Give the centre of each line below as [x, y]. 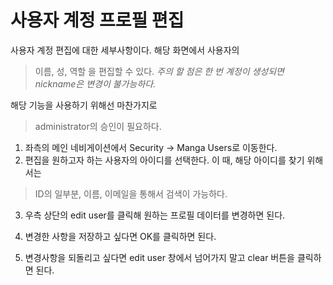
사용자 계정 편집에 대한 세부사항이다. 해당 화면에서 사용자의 [125, 50]
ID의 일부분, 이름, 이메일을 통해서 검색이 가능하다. [131, 193]
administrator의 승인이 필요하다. [98, 126]
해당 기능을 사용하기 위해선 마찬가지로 [84, 105]
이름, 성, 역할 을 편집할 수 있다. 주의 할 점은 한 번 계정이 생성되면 [159, 71]
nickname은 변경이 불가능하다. [95, 83]
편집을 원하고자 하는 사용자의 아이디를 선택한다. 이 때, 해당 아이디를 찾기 [164, 160]
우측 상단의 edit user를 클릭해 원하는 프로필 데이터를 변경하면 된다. [155, 215]
